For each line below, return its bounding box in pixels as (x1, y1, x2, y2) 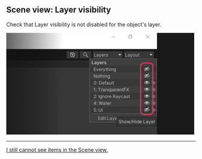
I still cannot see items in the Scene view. (6, 146, 108, 153)
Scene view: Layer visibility (6, 5, 111, 15)
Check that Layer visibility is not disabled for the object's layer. (6, 20, 162, 28)
